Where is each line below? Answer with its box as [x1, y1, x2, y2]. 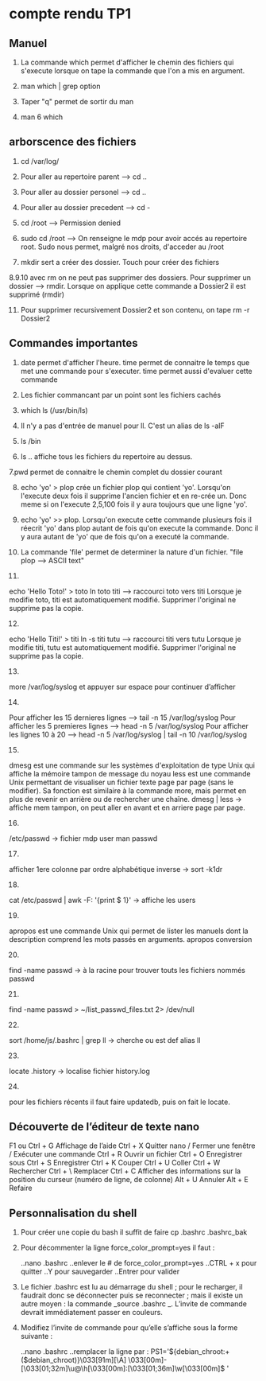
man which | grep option [20, 81, 101, 91]
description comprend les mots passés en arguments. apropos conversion [9, 934, 253, 943]
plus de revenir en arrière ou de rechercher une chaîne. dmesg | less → [9, 794, 242, 803]
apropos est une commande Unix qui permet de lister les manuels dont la [9, 926, 249, 936]
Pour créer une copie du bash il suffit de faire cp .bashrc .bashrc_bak [20, 1227, 248, 1237]
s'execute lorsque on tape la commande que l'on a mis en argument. [20, 66, 245, 76]
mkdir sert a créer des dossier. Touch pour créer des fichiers [20, 257, 220, 266]
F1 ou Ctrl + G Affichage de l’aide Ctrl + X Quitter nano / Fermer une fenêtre [9, 1141, 256, 1150]
